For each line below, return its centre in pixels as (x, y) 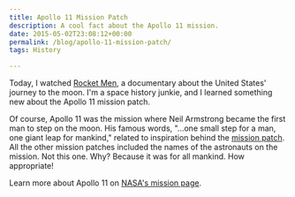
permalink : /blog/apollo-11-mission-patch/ (91, 42)
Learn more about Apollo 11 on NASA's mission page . (105, 183)
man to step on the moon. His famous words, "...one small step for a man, (143, 128)
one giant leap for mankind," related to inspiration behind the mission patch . (147, 138)
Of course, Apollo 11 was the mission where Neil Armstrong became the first (147, 119)
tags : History (35, 50)
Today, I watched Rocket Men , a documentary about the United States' (138, 83)
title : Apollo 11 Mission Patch (68, 17)
